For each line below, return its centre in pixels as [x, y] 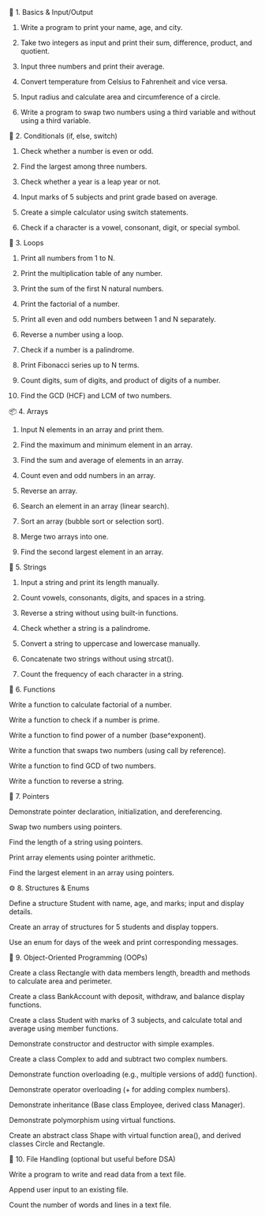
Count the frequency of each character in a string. [102, 674]
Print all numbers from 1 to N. [67, 258]
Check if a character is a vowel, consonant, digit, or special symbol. [130, 228]
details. [21, 912]
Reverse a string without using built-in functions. [99, 613]
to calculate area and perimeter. [61, 981]
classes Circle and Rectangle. [57, 1144]
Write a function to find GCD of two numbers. [82, 766]
